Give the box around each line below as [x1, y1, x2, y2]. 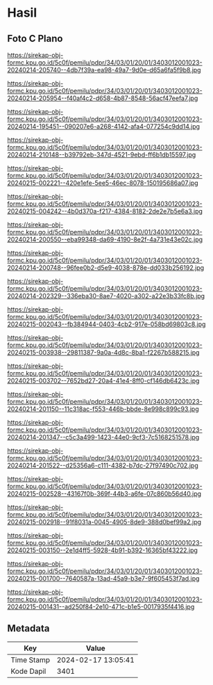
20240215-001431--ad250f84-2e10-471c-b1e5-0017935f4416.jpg [7, 603, 195, 611]
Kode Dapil [10, 666, 46, 676]
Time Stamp [10, 655, 51, 665]
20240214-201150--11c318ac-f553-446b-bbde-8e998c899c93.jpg [7, 405, 199, 413]
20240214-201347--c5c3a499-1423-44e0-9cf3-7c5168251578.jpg [7, 433, 200, 441]
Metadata [7, 622, 50, 634]
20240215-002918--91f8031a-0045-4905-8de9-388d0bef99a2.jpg [7, 518, 202, 526]
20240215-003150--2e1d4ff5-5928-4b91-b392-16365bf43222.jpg [7, 546, 198, 554]
